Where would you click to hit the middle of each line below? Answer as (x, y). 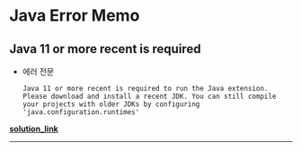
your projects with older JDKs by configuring (111, 104)
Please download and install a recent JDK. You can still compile (149, 96)
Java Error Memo (75, 16)
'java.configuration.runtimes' (81, 112)
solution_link (34, 129)
